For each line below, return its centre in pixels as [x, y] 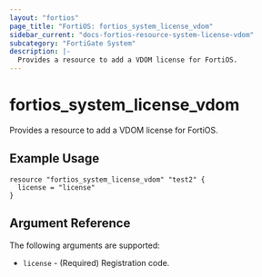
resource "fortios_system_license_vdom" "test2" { [107, 179]
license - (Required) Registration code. [96, 262]
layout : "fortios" [44, 18]
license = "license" [56, 187]
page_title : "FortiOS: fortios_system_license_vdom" [111, 26]
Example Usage [55, 158]
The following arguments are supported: [85, 245]
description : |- [40, 52]
